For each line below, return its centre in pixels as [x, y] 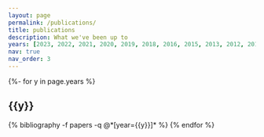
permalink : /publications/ [52, 23]
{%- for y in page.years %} [52, 81]
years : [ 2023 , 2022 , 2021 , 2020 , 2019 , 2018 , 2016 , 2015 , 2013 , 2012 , [126, 45]
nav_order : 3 [29, 59]
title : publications [42, 30]
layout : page [29, 15]
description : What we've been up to [68, 37]
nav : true [24, 52]
